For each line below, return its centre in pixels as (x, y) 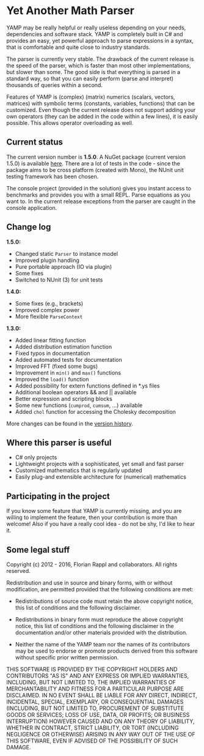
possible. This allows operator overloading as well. (70, 122)
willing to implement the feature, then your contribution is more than (92, 517)
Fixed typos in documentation (53, 353)
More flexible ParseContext (49, 316)
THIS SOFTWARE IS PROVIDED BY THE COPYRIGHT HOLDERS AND (92, 669)
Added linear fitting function (50, 340)
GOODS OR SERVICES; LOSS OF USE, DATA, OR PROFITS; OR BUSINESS (98, 715)
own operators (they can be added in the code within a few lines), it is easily (102, 116)
